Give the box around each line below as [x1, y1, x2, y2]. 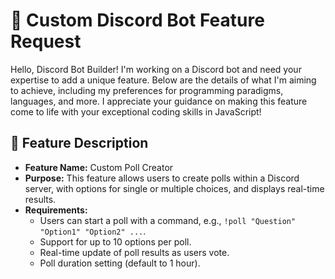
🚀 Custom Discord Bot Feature [10, 9, 265, 32]
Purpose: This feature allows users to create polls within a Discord [24, 172, 300, 184]
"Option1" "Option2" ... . [39, 225, 147, 237]
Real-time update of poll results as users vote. [39, 246, 230, 258]
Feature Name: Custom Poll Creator [24, 161, 174, 173]
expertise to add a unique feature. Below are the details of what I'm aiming [10, 74, 317, 86]
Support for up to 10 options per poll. [39, 235, 192, 248]
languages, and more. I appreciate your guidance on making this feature [10, 95, 308, 107]
